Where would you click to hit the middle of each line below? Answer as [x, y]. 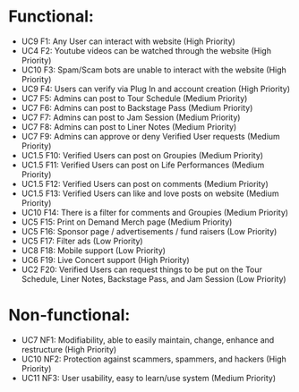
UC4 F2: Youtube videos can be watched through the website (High [146, 50]
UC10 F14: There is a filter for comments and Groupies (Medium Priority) [154, 212]
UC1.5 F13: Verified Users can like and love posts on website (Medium [150, 193]
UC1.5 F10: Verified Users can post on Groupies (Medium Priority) [142, 155]
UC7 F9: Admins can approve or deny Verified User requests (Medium [151, 136]
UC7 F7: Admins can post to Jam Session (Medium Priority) [131, 117]
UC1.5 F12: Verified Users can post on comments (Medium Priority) [145, 183]
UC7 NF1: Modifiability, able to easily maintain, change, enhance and [148, 340]
